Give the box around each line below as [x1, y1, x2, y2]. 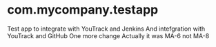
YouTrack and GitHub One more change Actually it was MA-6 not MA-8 [7, 31, 210, 40]
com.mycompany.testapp [7, 2, 159, 18]
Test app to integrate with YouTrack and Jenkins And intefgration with [7, 25, 206, 33]
